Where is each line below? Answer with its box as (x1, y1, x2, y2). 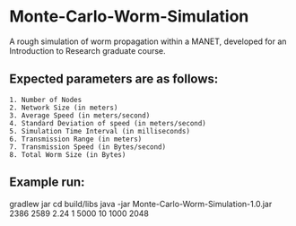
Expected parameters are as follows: (9, 72, 219, 87)
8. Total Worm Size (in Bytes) (9, 150, 126, 159)
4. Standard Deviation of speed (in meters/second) (9, 118, 206, 127)
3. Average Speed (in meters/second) (9, 110, 151, 120)
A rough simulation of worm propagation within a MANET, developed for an (9, 36, 287, 47)
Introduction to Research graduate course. (9, 45, 166, 56)
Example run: (9, 175, 85, 190)
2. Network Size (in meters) (9, 103, 118, 112)
